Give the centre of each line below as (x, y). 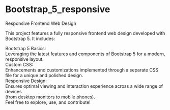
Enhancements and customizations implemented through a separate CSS (82, 70)
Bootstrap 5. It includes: (30, 39)
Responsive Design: (26, 81)
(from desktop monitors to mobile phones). (50, 97)
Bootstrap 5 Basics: (26, 48)
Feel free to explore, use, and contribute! (48, 102)
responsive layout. (25, 59)
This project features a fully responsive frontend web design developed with (85, 33)
